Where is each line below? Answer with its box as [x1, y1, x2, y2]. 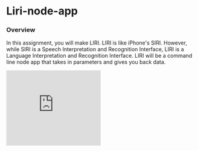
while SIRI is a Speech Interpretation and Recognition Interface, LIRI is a [6, 46, 184, 53]
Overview [6, 26, 36, 34]
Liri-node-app [6, 4, 78, 18]
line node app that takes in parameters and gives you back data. [6, 58, 166, 66]
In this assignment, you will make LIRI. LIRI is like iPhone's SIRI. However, [6, 39, 187, 46]
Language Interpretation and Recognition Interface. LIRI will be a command [6, 52, 193, 60]
